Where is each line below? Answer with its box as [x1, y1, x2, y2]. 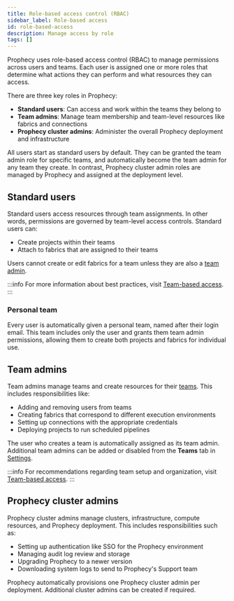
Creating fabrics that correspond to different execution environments [17, 410, 217, 419]
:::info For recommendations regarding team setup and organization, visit [7, 467, 217, 476]
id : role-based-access [7, 23, 73, 30]
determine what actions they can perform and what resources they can [7, 71, 212, 79]
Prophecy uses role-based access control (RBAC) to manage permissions [7, 55, 219, 64]
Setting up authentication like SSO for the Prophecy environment [17, 542, 204, 551]
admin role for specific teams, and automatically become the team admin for [7, 156, 227, 165]
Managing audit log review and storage [17, 549, 131, 558]
